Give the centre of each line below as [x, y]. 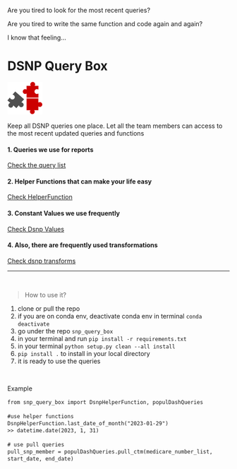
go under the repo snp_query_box [65, 331]
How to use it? [45, 295]
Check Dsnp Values [36, 229]
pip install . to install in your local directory [84, 353]
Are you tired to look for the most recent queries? [79, 10]
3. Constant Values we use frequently [64, 213]
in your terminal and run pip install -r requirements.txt [102, 338]
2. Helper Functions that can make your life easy [80, 181]
